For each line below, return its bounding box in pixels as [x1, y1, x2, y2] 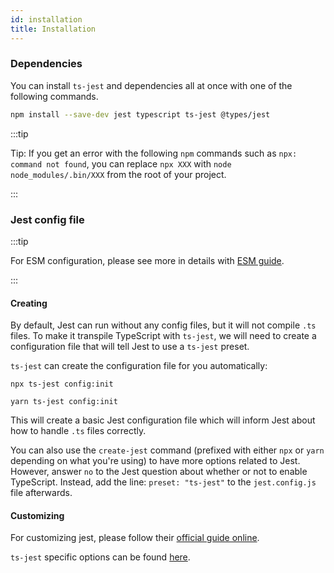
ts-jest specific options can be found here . [10, 551, 191, 563]
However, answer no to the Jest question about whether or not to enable [10, 466, 308, 478]
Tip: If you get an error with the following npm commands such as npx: [10, 147, 298, 159]
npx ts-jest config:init [10, 379, 114, 390]
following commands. [10, 90, 99, 102]
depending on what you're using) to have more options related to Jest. [10, 455, 301, 467]
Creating [10, 297, 48, 309]
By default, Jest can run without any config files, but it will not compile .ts [10, 319, 317, 331]
